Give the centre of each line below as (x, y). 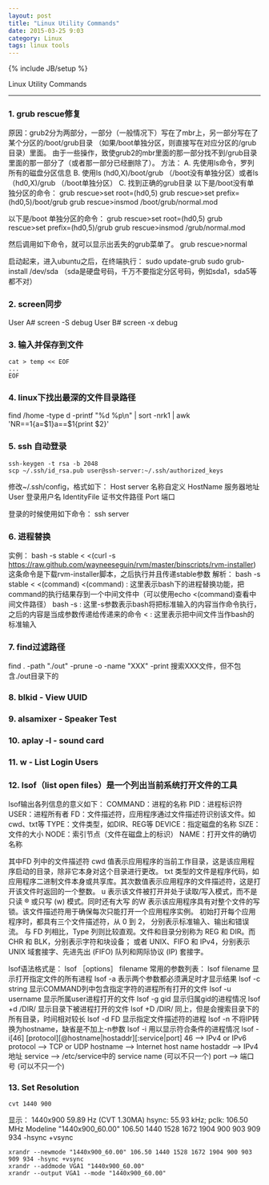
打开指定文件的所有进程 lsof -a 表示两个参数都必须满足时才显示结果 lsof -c (138, 979)
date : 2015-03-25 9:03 (46, 31)
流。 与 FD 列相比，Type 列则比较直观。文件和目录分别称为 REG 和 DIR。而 (132, 932)
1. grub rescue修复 (45, 114)
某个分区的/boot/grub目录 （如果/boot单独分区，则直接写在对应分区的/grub (132, 143)
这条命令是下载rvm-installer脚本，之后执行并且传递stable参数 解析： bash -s (134, 574)
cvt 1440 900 (30, 1104)
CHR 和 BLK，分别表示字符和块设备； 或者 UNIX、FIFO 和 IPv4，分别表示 (129, 942)
